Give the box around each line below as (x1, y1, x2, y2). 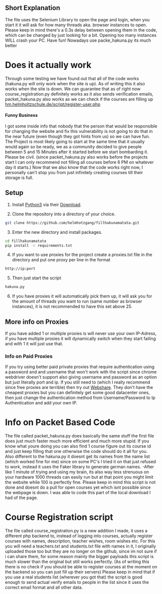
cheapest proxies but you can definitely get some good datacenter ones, (5, 390, 150, 396)
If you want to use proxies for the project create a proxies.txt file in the (12, 252, 152, 257)
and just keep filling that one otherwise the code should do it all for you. (5, 449, 148, 454)
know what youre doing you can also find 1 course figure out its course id (5, 443, 151, 449)
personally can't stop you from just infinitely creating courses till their (5, 169, 143, 175)
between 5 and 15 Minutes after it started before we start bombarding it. (5, 149, 148, 155)
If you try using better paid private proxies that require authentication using (5, 364, 155, 370)
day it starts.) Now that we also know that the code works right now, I (5, 164, 143, 170)
